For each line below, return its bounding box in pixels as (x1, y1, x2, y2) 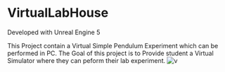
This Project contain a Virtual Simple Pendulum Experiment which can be (7, 41, 219, 50)
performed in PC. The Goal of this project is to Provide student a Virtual (7, 49, 214, 57)
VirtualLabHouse (7, 5, 109, 21)
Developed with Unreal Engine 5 (7, 28, 101, 36)
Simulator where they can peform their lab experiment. (7, 56, 166, 64)
